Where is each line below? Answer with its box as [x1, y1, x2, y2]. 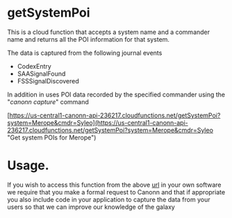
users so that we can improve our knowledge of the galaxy [7, 203, 175, 211]
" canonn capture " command [7, 97, 89, 106]
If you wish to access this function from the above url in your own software [7, 181, 222, 189]
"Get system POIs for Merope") [7, 133, 97, 142]
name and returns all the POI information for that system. [7, 35, 170, 43]
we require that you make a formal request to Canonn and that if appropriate [7, 187, 226, 196]
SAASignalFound [17, 69, 66, 78]
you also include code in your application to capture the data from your [7, 195, 210, 203]
